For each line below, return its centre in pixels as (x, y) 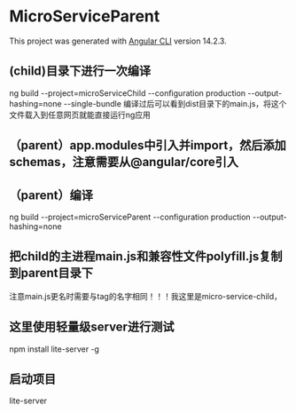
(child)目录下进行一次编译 (80, 71)
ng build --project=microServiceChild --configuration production (128, 93)
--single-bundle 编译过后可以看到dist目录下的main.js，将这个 (175, 103)
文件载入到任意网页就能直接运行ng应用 (80, 115)
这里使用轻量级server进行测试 (92, 327)
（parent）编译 (51, 195)
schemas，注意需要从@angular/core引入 (124, 162)
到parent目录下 (51, 273)
